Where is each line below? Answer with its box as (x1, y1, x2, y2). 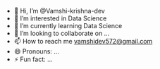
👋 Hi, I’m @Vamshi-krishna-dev (13, 7, 106, 15)
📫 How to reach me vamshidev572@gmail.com (13, 37, 153, 45)
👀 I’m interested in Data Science (13, 14, 107, 23)
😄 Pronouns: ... (13, 47, 60, 56)
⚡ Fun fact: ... (13, 55, 53, 63)
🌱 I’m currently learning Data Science (13, 22, 123, 30)
